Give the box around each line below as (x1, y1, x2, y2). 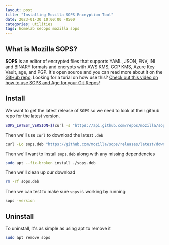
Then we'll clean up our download (5, 169, 75, 175)
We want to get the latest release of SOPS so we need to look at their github (5, 107, 160, 113)
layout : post (5, 7, 33, 13)
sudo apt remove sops (5, 235, 51, 240)
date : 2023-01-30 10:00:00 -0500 (5, 17, 75, 22)
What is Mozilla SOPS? (5, 45, 78, 53)
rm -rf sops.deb (5, 179, 39, 185)
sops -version (5, 198, 35, 203)
